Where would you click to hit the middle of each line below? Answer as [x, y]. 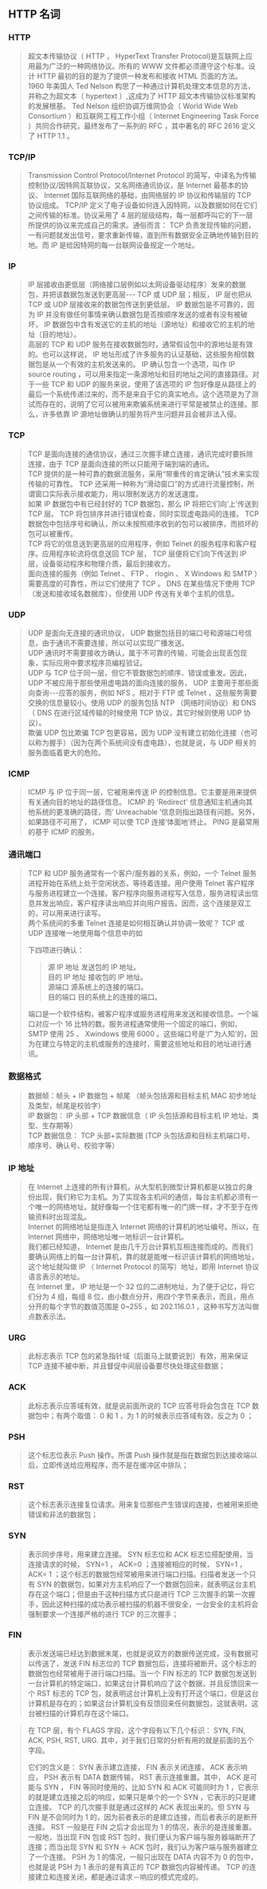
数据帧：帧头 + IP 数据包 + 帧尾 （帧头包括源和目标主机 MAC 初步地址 [142, 1095]
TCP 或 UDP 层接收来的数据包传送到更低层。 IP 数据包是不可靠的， [137, 305]
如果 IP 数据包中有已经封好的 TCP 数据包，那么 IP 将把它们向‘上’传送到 [143, 503]
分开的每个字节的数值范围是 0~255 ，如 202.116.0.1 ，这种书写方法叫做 [143, 1307]
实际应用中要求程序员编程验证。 [94, 663]
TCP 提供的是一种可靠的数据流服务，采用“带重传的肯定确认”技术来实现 [143, 474]
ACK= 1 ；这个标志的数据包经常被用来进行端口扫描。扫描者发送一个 [138, 1574]
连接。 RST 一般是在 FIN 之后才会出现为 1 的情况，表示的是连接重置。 [142, 1827]
